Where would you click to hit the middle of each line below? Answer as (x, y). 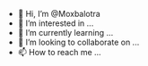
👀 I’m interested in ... (56, 23)
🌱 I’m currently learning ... (65, 33)
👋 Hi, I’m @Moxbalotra (59, 14)
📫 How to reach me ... (59, 52)
